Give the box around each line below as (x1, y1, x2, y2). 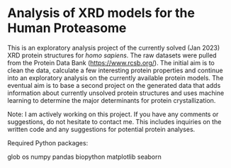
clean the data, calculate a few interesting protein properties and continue (7, 66, 223, 74)
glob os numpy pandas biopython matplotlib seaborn (7, 152, 162, 161)
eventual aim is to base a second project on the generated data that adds (7, 81, 221, 89)
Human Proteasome (7, 20, 127, 36)
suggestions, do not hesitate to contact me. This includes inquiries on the (7, 117, 222, 125)
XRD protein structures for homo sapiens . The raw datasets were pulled (7, 51, 218, 60)
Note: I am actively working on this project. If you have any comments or (7, 110, 219, 118)
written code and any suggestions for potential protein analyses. (7, 125, 196, 133)
